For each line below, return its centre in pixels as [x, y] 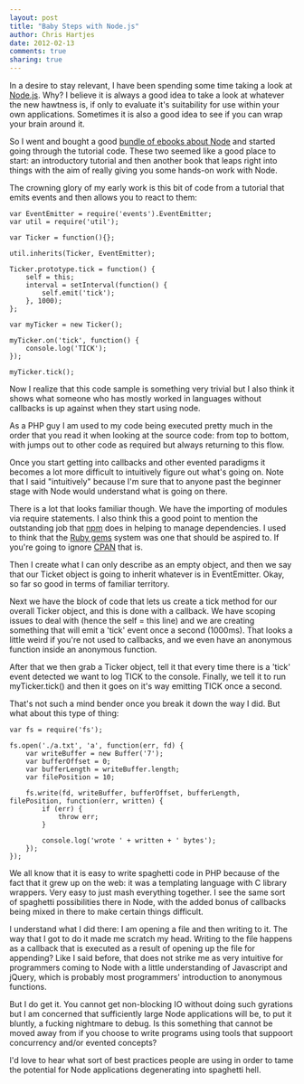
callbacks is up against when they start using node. [105, 408]
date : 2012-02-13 [42, 43]
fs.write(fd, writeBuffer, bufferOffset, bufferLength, [133, 793]
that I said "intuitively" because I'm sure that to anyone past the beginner [145, 481]
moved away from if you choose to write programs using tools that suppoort [152, 1033]
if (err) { [62, 809]
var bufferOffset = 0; [68, 761]
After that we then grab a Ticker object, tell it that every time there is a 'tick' [150, 667]
